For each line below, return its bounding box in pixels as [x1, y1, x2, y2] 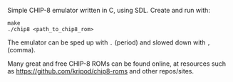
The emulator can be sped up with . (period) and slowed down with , [7, 38, 211, 47]
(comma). [7, 46, 36, 54]
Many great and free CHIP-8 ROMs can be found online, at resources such [7, 59, 227, 68]
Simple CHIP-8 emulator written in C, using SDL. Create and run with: [7, 6, 210, 14]
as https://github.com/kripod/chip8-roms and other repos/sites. [7, 67, 195, 75]
